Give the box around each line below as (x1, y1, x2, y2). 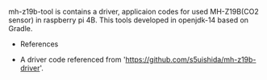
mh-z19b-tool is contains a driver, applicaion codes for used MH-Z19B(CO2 (8, 7, 260, 16)
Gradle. (8, 24, 33, 33)
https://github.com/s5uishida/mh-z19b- (125, 55, 257, 64)
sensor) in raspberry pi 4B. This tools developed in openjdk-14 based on (8, 15, 248, 25)
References (19, 39, 59, 49)
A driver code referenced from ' (19, 55, 127, 64)
